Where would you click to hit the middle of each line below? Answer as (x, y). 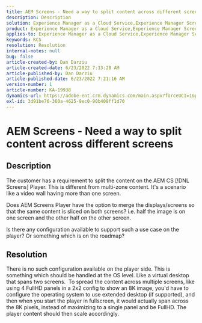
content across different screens (90, 143)
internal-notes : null (33, 51)
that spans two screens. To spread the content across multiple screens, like (101, 282)
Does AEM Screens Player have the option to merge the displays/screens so (100, 205)
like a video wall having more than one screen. (64, 193)
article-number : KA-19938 (38, 90)
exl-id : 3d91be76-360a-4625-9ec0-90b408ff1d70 (66, 101)
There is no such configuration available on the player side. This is (88, 269)
